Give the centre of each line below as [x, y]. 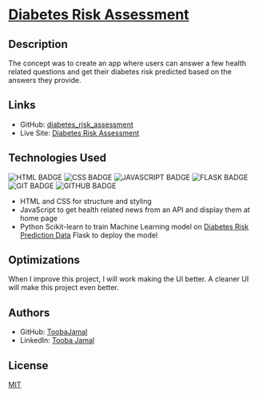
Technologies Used [57, 158]
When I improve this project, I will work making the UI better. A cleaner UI [129, 279]
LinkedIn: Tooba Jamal [57, 340]
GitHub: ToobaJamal [54, 332]
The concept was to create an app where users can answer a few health [127, 63]
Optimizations [44, 260]
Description [38, 44]
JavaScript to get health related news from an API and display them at [135, 210]
